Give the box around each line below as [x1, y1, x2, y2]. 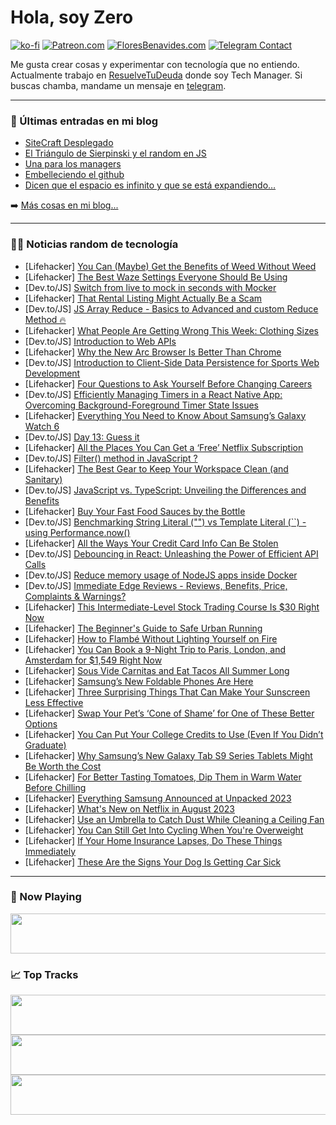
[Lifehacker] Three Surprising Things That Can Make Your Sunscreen [24, 686, 311, 698]
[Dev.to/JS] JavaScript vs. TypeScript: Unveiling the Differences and [24, 484, 307, 496]
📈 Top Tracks [10, 967, 79, 981]
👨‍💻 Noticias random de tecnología [10, 237, 179, 251]
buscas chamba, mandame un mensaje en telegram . [10, 79, 227, 91]
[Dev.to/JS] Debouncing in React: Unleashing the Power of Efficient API [24, 547, 319, 560]
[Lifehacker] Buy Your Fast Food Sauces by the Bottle [24, 505, 246, 517]
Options [24, 717, 58, 730]
